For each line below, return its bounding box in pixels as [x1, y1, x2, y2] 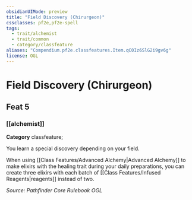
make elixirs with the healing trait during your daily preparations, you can [6, 163, 185, 170]
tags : [6, 25, 20, 31]
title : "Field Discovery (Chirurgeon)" [6, 14, 105, 20]
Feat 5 [6, 102, 30, 112]
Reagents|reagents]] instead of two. [6, 175, 95, 182]
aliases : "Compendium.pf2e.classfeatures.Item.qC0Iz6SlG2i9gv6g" [6, 47, 171, 53]
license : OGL [6, 53, 39, 59]
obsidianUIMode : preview [6, 8, 68, 15]
